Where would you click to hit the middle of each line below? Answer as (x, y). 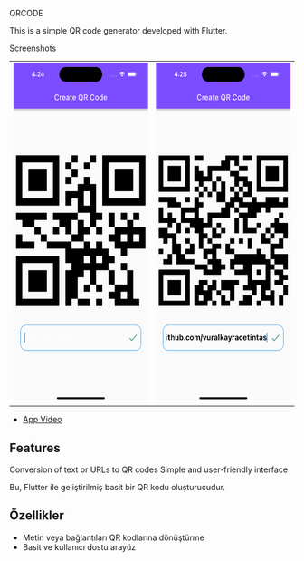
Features (35, 448)
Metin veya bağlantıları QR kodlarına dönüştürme (114, 537)
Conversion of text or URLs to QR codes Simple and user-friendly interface (148, 469)
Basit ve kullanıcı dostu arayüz (79, 546)
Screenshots (33, 48)
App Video (42, 420)
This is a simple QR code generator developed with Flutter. (119, 30)
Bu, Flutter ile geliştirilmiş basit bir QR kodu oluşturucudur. (118, 488)
